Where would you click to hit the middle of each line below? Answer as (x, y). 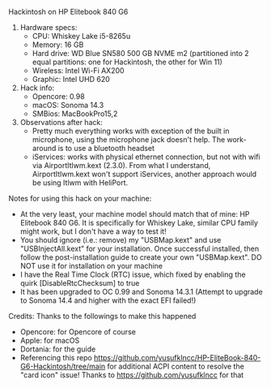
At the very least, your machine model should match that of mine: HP (135, 214)
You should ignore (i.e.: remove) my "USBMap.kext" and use (121, 240)
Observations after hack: (61, 122)
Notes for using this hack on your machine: (80, 198)
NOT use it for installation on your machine (91, 266)
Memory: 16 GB (58, 45)
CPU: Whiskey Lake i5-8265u (81, 36)
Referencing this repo (56, 358)
